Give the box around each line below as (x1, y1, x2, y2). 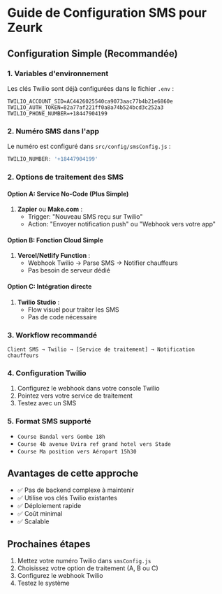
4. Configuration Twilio (7, 368, 87, 378)
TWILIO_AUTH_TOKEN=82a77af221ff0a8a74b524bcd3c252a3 (7, 103, 164, 111)
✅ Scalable (17, 517, 50, 526)
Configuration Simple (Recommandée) (7, 48, 178, 59)
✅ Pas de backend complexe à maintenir (17, 486, 135, 494)
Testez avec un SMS (17, 399, 77, 407)
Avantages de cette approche (7, 467, 138, 479)
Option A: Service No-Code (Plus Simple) (7, 189, 129, 198)
